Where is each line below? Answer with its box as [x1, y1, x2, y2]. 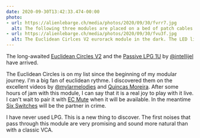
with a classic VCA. [6, 126, 54, 133]
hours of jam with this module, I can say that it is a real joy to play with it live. [6, 90, 194, 96]
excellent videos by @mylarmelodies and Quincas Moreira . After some [6, 83, 179, 90]
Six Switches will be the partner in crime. [6, 102, 107, 109]
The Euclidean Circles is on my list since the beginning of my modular [6, 71, 177, 77]
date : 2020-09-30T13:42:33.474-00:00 [6, 8, 100, 15]
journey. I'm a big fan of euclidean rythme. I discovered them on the [6, 77, 173, 84]
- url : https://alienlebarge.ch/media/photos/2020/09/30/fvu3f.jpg [6, 31, 177, 37]
